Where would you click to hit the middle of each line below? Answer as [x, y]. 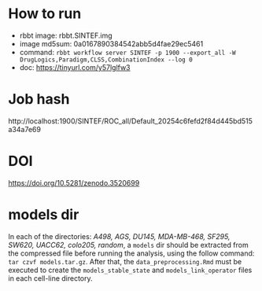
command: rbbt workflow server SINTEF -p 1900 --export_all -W [127, 52]
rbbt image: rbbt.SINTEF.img [66, 35]
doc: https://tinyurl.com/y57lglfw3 [75, 67]
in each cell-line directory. [50, 278]
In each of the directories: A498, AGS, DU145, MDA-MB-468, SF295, [119, 236]
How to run [45, 14]
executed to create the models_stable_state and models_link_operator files [130, 270]
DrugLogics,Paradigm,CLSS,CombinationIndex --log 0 [106, 60]
